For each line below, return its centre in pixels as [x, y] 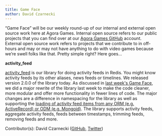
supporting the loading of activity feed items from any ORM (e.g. [70, 103]
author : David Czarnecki [30, 14]
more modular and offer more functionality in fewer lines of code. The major [81, 93]
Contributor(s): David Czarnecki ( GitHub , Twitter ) [54, 128]
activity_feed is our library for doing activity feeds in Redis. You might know [80, 72]
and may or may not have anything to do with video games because [86, 49]
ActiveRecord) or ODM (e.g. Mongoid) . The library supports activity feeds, [79, 109]
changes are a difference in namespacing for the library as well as [71, 98]
